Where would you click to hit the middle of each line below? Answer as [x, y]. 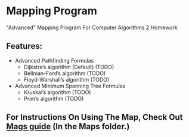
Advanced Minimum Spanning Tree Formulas [70, 86]
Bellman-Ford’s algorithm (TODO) [65, 73]
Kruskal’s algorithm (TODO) [57, 92]
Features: [24, 46]
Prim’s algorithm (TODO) [54, 98]
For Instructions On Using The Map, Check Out [94, 117]
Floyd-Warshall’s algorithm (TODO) [66, 79]
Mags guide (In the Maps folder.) [68, 127]
